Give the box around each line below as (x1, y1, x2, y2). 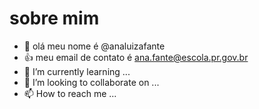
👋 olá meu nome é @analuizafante (23, 40, 166, 52)
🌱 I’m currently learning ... (23, 65, 131, 77)
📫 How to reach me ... (23, 87, 117, 99)
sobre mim (9, 7, 100, 30)
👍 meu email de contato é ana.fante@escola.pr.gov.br (23, 51, 249, 63)
